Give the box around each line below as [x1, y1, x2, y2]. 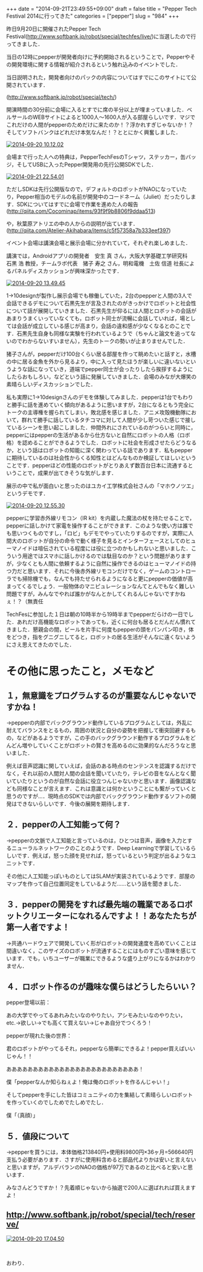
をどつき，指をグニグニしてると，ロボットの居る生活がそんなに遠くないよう [6, 634, 196, 640]
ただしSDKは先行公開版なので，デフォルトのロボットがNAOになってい [6, 186, 182, 193]
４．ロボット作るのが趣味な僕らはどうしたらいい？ [6, 982, 197, 992]
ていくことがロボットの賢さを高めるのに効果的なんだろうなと [37, 742, 192, 749]
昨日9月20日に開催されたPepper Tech [6, 25, 101, 32]
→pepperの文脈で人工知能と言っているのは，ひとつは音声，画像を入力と [6, 837, 187, 844]
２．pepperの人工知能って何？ [6, 820, 121, 830]
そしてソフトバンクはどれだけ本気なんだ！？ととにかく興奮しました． [6, 129, 181, 136]
